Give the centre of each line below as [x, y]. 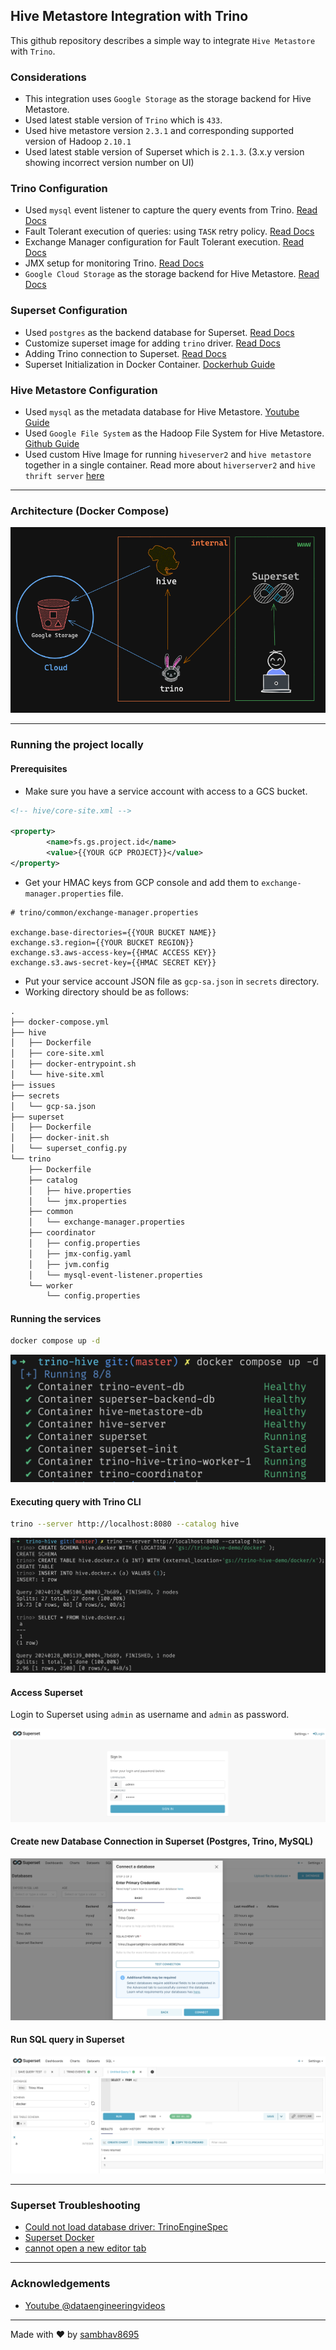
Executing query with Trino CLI [76, 1501]
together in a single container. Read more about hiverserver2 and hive [170, 465]
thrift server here [64, 475]
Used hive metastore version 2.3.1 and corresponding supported [159, 131]
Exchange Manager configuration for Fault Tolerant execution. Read [164, 242]
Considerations [48, 77]
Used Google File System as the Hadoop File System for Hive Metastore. [174, 433]
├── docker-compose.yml [60, 1022]
